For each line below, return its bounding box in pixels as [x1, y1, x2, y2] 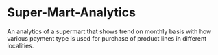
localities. [7, 41, 34, 50]
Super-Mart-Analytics [7, 5, 136, 20]
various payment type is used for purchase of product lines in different [7, 34, 207, 42]
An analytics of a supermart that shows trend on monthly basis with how [7, 27, 212, 35]
